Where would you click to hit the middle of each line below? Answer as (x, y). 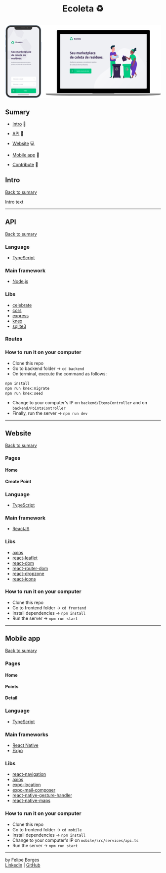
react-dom (23, 563)
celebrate (22, 305)
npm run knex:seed (24, 393)
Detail (11, 698)
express (20, 315)
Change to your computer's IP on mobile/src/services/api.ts (75, 840)
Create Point (18, 481)
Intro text (14, 202)
